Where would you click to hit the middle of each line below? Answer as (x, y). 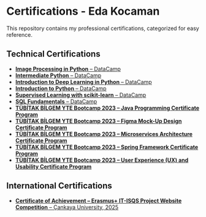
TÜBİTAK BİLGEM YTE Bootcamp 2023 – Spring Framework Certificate (107, 147)
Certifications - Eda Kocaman (83, 11)
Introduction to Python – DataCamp (61, 88)
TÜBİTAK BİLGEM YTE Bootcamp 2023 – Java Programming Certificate (107, 108)
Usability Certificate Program (53, 166)
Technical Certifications (53, 54)
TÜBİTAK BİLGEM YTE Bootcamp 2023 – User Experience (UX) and (102, 160)
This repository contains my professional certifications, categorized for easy (103, 28)
